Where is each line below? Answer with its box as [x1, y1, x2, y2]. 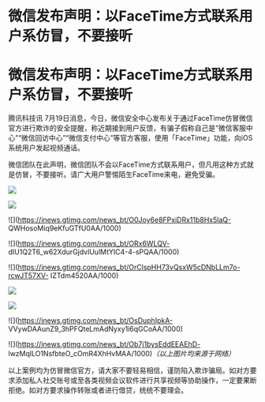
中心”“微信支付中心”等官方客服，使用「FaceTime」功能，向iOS [48, 133, 253, 143]
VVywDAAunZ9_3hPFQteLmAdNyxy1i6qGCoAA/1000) [8, 325, 184, 334]
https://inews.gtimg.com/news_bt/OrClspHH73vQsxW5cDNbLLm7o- [17, 262, 241, 272]
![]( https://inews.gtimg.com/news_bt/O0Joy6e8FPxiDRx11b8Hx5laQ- [8, 215, 231, 225]
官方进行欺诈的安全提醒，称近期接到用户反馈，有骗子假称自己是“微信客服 [8, 123, 247, 133]
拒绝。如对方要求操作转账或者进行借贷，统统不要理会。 [8, 385, 188, 395]
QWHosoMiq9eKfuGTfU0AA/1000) [8, 224, 122, 233]
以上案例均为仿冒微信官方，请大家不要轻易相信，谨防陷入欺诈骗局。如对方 [8, 366, 250, 375]
